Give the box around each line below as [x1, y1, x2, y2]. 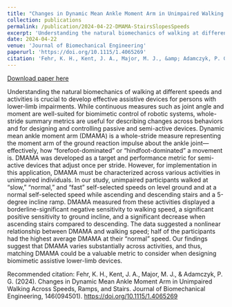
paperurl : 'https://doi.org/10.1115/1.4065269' [7, 49, 147, 56]
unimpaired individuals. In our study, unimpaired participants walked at [7, 176, 209, 184]
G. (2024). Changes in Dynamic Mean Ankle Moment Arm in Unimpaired [7, 277, 213, 286]
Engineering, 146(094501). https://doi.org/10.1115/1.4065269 [7, 292, 178, 300]
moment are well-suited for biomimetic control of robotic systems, [7, 109, 195, 118]
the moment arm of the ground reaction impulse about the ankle [7, 139, 190, 147]
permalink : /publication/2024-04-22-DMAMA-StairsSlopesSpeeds [7, 23, 190, 30]
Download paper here [7, 74, 69, 82]
